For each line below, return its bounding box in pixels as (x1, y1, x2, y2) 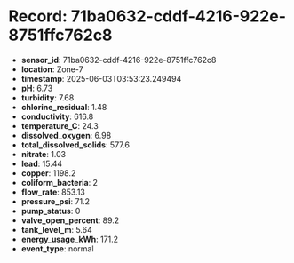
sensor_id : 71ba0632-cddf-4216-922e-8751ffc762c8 (20, 54, 217, 65)
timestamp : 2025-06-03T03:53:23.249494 (20, 73, 182, 84)
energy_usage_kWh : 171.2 (20, 234, 119, 244)
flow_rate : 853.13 (20, 187, 85, 197)
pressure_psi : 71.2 (20, 195, 91, 206)
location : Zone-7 (20, 64, 83, 75)
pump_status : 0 (20, 205, 81, 216)
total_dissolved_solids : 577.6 (20, 139, 131, 150)
